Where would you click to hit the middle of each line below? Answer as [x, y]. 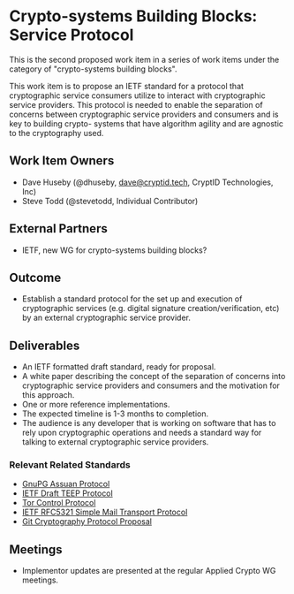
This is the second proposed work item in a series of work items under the [144, 59]
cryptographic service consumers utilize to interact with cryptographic [138, 95]
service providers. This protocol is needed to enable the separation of [136, 104]
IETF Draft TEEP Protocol [67, 493]
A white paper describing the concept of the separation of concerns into [154, 377]
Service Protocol [72, 35]
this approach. [48, 395]
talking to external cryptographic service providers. [115, 442]
